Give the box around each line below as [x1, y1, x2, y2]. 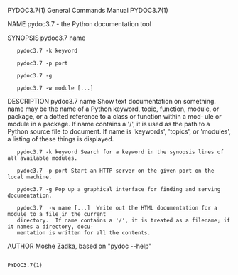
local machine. [7, 173, 53, 180]
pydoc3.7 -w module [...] [16, 85, 94, 92]
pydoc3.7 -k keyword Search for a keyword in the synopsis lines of [16, 149, 224, 156]
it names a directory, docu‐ [7, 223, 94, 230]
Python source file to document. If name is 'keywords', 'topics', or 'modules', [7, 127, 231, 136]
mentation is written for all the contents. [16, 230, 151, 237]
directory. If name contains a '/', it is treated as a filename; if [16, 217, 231, 224]
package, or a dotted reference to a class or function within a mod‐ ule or [7, 112, 222, 120]
